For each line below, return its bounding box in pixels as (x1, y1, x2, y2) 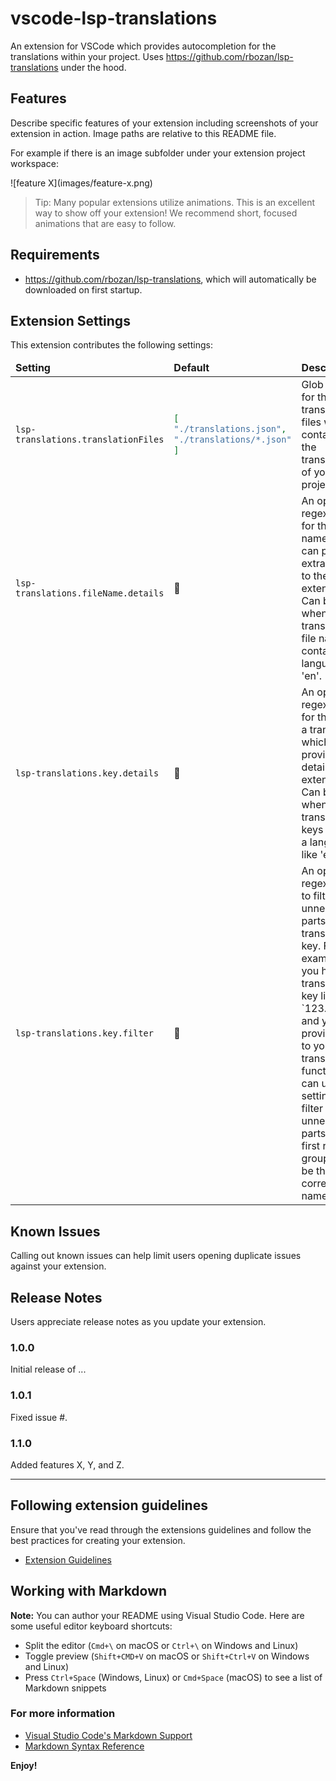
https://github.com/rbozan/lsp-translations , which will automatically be (24, 273, 317, 285)
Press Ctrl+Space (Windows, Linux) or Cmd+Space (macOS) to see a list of (24, 1671, 323, 1683)
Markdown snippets (24, 1682, 107, 1694)
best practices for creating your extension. (10, 1534, 186, 1546)
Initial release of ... (10, 1363, 87, 1376)
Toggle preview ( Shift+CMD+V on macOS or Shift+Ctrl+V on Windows (24, 1650, 310, 1662)
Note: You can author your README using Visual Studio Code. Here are (10, 1609, 305, 1621)
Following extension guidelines (10, 1497, 208, 1514)
